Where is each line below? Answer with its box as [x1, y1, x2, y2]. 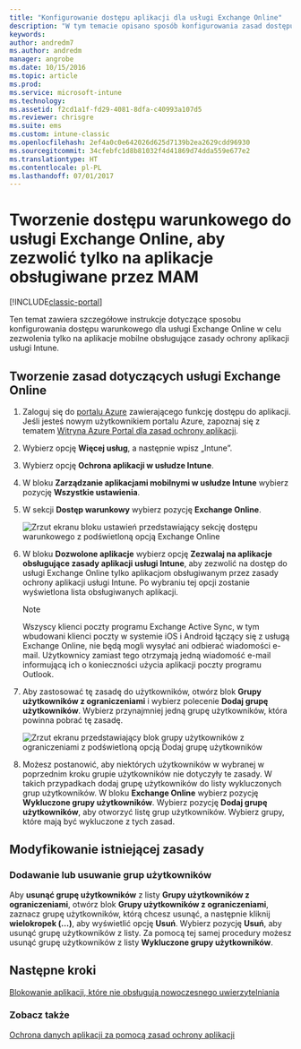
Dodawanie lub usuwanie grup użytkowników [9, 869, 212, 881]
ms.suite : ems [9, 122, 63, 131]
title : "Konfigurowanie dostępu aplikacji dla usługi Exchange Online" [9, 13, 282, 22]
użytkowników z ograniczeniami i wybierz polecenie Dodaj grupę [21, 696, 269, 706]
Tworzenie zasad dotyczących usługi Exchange [9, 368, 281, 383]
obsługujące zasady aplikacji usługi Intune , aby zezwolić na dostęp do [21, 558, 288, 569]
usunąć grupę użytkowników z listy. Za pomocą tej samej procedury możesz [9, 927, 292, 938]
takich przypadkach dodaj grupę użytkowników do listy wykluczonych [21, 778, 282, 788]
